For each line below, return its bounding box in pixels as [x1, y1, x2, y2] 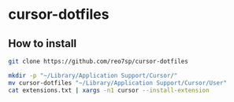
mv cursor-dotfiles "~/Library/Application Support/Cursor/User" [8, 78, 227, 87]
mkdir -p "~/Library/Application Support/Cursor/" [8, 71, 178, 79]
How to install [8, 37, 77, 50]
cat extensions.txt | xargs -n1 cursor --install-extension [8, 86, 210, 94]
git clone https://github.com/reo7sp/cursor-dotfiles [8, 57, 189, 65]
